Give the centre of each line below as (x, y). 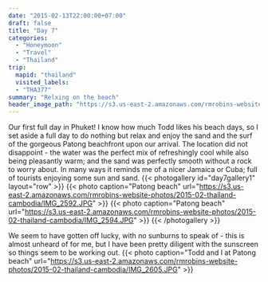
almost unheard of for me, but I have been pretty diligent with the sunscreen (134, 245)
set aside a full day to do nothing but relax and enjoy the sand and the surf (130, 135)
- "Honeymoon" (39, 45)
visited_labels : (42, 82)
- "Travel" (33, 53)
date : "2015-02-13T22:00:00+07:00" (67, 16)
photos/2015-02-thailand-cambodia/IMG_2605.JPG (93, 270)
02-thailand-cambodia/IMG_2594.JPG (71, 221)
